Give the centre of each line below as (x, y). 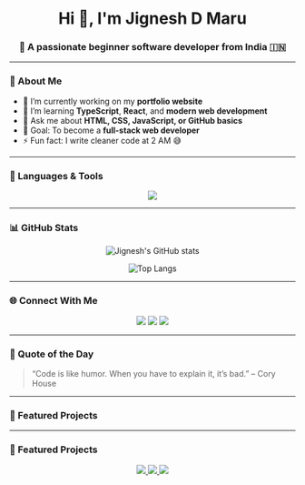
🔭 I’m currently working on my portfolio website (112, 101)
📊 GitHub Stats (44, 228)
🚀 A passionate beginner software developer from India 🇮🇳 (152, 47)
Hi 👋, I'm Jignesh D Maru (152, 19)
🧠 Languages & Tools (56, 176)
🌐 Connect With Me (54, 301)
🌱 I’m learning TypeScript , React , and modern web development (145, 111)
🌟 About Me (36, 81)
